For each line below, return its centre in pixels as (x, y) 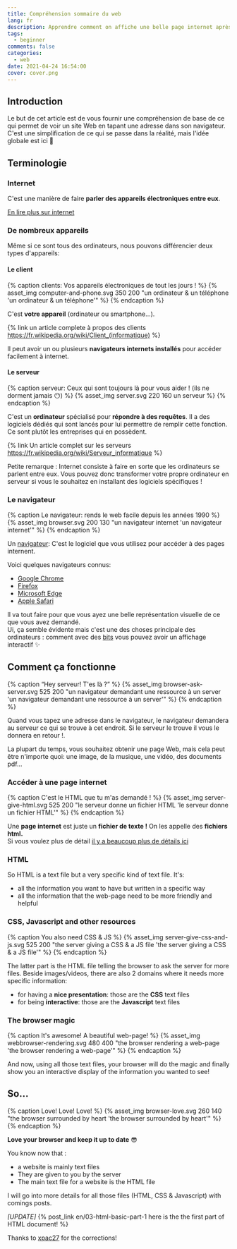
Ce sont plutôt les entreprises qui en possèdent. (77, 432)
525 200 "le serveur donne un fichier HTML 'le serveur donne (139, 805)
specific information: (37, 980)
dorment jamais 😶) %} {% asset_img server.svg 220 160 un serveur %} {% (116, 395)
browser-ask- (183, 684)
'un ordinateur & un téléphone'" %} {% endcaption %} (86, 300)
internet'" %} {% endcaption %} (54, 530)
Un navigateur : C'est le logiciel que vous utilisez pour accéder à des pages (116, 543)
